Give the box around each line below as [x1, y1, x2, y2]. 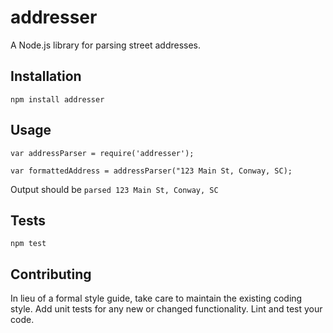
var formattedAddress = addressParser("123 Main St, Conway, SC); [10, 166, 293, 176]
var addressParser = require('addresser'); [10, 148, 195, 158]
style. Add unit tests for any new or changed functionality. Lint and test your [10, 303, 323, 315]
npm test [10, 239, 47, 249]
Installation [10, 68, 82, 85]
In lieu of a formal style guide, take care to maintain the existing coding [10, 292, 303, 305]
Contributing [10, 266, 92, 283]
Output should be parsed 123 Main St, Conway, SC [10, 183, 219, 195]
